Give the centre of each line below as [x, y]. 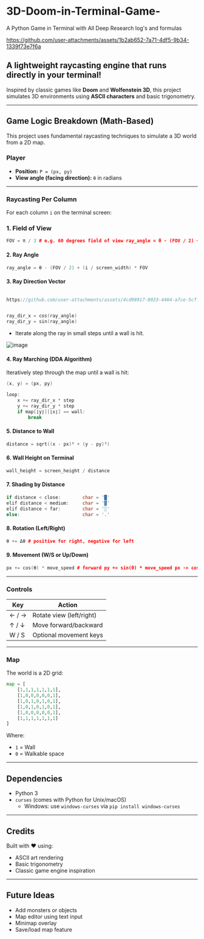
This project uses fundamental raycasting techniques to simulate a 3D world [101, 136]
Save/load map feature [44, 929]
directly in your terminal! [54, 75]
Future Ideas [30, 895]
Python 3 [26, 793]
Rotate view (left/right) [65, 615]
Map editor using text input [49, 916]
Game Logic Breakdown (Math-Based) [80, 121]
